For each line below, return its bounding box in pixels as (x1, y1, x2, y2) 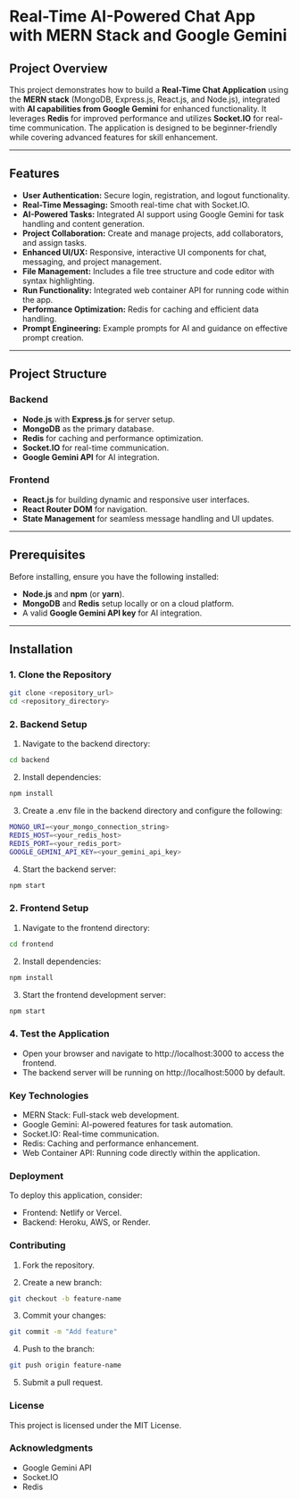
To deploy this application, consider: (9, 1190, 143, 1201)
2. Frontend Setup (9, 902, 89, 915)
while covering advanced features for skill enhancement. (9, 132, 219, 142)
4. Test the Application (9, 1027, 110, 1040)
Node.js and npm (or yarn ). (21, 588, 125, 599)
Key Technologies (9, 1089, 89, 1101)
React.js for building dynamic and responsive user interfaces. (21, 494, 250, 505)
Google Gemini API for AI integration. (21, 451, 160, 462)
